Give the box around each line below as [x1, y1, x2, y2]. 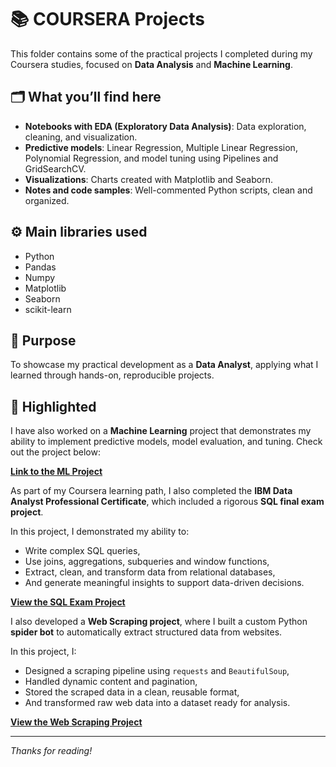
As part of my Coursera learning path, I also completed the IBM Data [10, 485, 293, 497]
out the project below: [10, 446, 101, 458]
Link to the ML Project [10, 466, 103, 478]
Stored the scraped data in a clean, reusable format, [24, 686, 240, 698]
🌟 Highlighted [10, 398, 97, 415]
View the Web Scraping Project [10, 716, 143, 728]
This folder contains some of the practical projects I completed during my [10, 47, 313, 60]
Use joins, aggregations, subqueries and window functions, [24, 556, 270, 568]
